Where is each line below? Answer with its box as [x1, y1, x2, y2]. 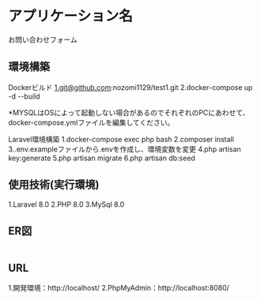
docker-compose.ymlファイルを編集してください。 [8, 118, 175, 127]
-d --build [8, 92, 41, 101]
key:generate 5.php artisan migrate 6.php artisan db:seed [8, 153, 195, 163]
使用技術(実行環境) [8, 178, 100, 192]
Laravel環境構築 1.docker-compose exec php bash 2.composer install [8, 134, 235, 144]
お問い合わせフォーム [8, 35, 78, 44]
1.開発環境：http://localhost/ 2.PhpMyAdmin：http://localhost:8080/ [8, 283, 229, 293]
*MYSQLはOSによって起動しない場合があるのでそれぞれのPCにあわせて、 [8, 107, 250, 117]
